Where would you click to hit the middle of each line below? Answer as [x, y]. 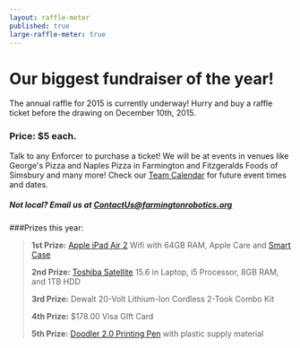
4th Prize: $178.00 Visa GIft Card [92, 316]
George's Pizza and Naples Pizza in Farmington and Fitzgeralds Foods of [144, 165]
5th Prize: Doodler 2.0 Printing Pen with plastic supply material [147, 334]
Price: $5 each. [43, 136]
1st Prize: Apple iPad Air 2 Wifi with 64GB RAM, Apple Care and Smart [161, 245]
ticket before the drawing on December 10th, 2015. [103, 113]
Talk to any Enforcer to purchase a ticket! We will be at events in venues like [149, 156]
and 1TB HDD [56, 281]
